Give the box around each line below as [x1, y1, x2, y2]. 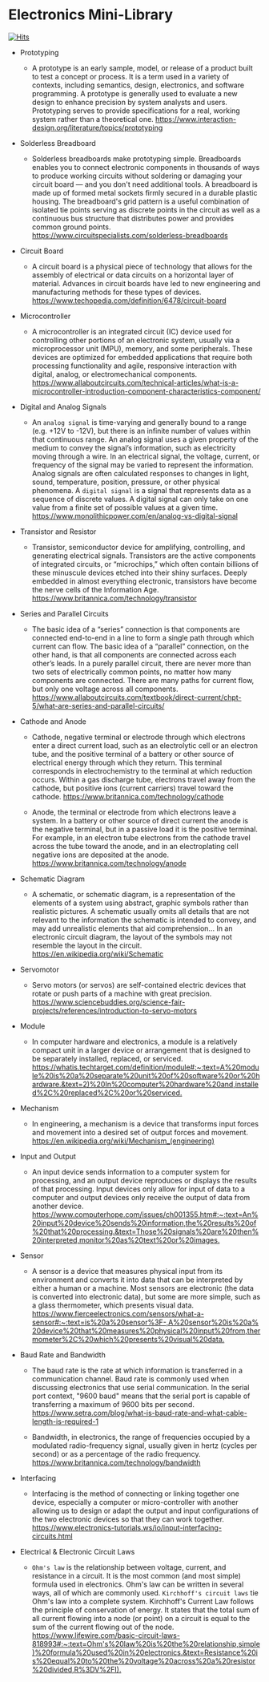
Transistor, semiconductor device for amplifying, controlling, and [31, 542, 246, 552]
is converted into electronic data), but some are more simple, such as [31, 1292, 261, 1301]
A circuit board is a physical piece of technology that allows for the [31, 261, 253, 271]
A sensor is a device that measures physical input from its [31, 1266, 223, 1276]
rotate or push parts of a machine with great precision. [31, 989, 212, 998]
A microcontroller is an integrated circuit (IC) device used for [31, 326, 232, 336]
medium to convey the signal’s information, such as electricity [31, 443, 236, 452]
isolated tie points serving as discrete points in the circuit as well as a [31, 204, 260, 214]
